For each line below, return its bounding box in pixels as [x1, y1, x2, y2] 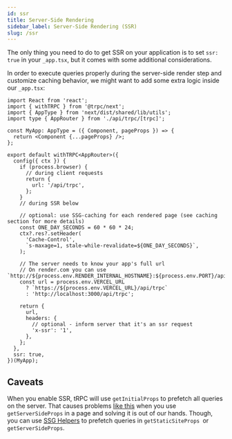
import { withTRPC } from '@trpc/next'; [7, 103, 126, 111]
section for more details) [7, 218, 85, 225]
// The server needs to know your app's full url [19, 261, 166, 268]
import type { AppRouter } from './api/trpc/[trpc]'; [7, 115, 166, 122]
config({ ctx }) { [13, 158, 67, 165]
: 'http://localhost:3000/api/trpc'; [25, 291, 135, 298]
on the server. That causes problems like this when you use [7, 402, 177, 410]
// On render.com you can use [19, 267, 107, 274]
